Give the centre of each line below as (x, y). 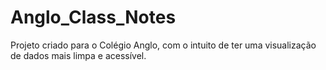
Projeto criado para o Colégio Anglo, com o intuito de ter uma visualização (163, 45)
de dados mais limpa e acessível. (78, 55)
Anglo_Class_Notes (93, 17)
